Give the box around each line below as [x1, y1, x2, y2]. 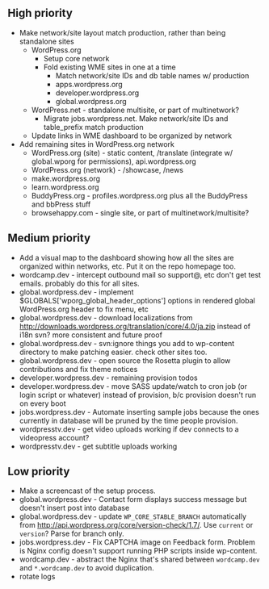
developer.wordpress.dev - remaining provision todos [19, 373, 199, 382]
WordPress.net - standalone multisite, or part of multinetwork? [31, 105, 240, 115]
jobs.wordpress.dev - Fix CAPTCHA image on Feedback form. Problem [19, 537, 255, 547]
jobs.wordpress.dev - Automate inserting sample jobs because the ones [19, 407, 259, 416]
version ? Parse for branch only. [19, 528, 124, 539]
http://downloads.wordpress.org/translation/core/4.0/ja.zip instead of [19, 321, 251, 331]
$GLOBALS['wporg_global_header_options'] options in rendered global [19, 295, 255, 305]
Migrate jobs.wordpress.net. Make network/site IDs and [43, 113, 229, 123]
